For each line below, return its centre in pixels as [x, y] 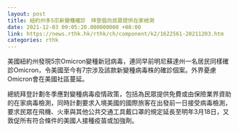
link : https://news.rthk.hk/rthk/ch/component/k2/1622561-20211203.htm [115, 34]
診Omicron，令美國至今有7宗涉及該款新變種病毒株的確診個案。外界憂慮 [112, 70]
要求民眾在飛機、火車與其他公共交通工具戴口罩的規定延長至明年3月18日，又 [118, 112]
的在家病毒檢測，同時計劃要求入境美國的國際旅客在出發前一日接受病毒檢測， [119, 103]
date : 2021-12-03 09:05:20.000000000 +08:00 [74, 27]
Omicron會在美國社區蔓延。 [48, 79]
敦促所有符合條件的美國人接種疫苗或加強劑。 [73, 120]
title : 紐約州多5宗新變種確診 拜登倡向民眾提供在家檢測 [81, 21]
